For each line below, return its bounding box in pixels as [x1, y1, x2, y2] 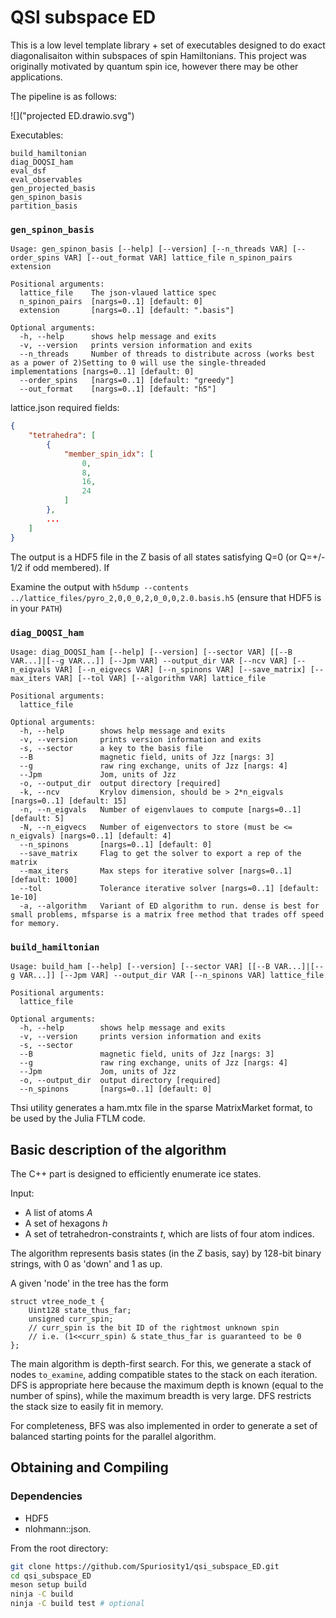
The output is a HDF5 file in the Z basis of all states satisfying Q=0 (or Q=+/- [10, 551, 326, 563]
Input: [10, 1187, 35, 1200]
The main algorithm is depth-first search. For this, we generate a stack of [10, 1358, 312, 1370]
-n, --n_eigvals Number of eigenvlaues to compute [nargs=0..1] [19, 804, 302, 815]
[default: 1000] [10, 874, 78, 885]
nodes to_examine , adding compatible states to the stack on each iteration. [10, 1369, 318, 1381]
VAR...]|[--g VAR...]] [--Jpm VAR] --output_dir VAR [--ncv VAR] [10, 656, 288, 666]
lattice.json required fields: [10, 402, 120, 414]
